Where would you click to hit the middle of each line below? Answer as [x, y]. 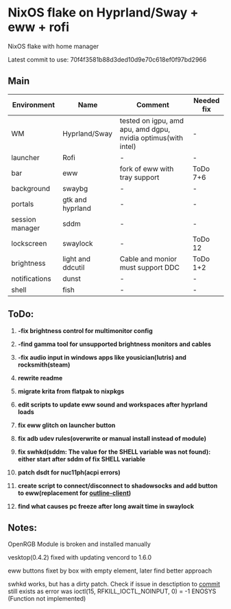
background [31, 188]
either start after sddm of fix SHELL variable [82, 459]
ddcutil [73, 267]
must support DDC [150, 267]
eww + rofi [39, 27]
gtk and [74, 199]
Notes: [22, 528]
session [24, 219]
